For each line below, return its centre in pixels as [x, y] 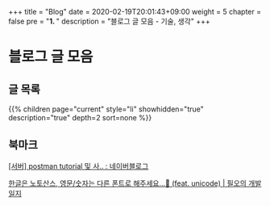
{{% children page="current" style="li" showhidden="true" [106, 109]
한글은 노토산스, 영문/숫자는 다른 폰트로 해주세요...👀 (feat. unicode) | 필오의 [128, 183]
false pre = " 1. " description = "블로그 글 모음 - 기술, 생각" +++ [110, 21]
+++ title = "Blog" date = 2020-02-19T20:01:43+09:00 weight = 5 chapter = [135, 12]
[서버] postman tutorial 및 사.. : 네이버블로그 [79, 166]
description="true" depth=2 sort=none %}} [80, 118]
